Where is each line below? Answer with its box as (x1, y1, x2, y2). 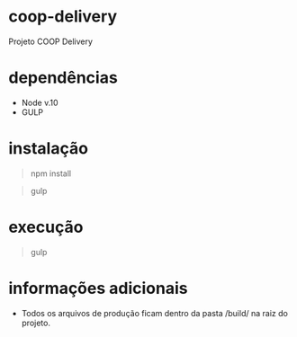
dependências (8, 67, 118, 88)
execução (8, 217, 84, 237)
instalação (8, 138, 89, 159)
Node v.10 (21, 97, 59, 108)
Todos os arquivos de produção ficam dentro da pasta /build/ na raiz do (21, 307, 289, 318)
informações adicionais (8, 278, 188, 298)
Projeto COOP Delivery (8, 36, 94, 47)
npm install (30, 168, 72, 179)
